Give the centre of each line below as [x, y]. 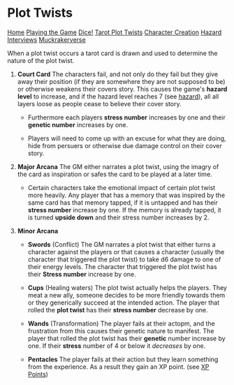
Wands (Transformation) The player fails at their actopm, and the [121, 324]
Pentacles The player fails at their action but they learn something [123, 359]
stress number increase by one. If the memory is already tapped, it [124, 210]
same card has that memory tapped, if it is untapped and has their [123, 202]
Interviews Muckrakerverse [46, 39]
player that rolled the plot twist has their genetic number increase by [126, 338]
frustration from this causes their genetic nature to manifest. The [121, 330]
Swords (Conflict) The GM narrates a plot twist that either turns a [122, 244]
